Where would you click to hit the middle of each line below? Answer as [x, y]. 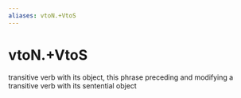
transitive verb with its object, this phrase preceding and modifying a [121, 77]
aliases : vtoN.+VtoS [43, 16]
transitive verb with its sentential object [72, 85]
